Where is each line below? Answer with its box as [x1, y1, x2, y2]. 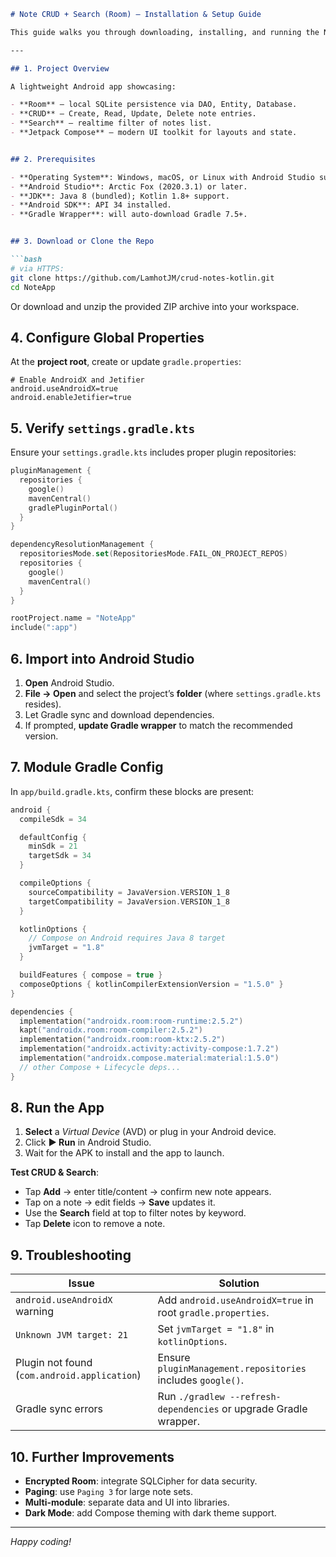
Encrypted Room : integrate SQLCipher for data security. [24, 1475, 258, 1487]
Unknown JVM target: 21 [15, 1330, 129, 1341]
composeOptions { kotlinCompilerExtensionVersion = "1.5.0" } [19, 979, 284, 989]
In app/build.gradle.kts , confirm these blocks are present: [10, 785, 255, 797]
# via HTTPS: [10, 263, 65, 274]
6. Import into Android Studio [10, 650, 195, 667]
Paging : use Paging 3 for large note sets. [24, 1486, 193, 1498]
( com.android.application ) [15, 1368, 142, 1382]
